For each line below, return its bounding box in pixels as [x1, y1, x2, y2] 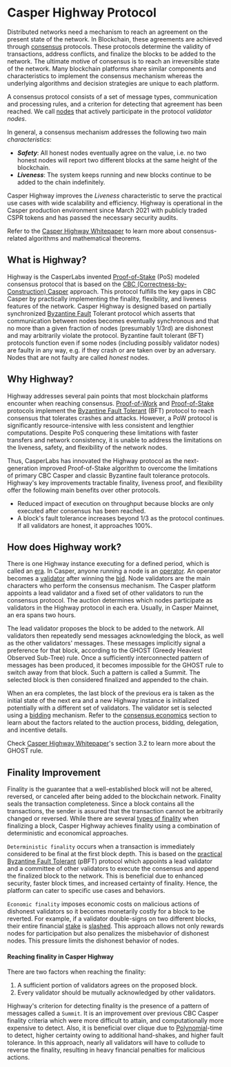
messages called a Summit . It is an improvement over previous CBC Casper [7, 1009, 219, 1017]
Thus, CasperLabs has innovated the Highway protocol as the [7, 456, 183, 464]
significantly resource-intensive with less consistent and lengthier [7, 421, 194, 429]
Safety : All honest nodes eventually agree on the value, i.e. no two [17, 149, 207, 157]
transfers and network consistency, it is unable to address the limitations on [7, 435, 222, 444]
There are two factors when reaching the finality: [7, 967, 146, 976]
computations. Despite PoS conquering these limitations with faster [7, 428, 199, 437]
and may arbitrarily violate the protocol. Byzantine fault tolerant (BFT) [7, 331, 204, 339]
